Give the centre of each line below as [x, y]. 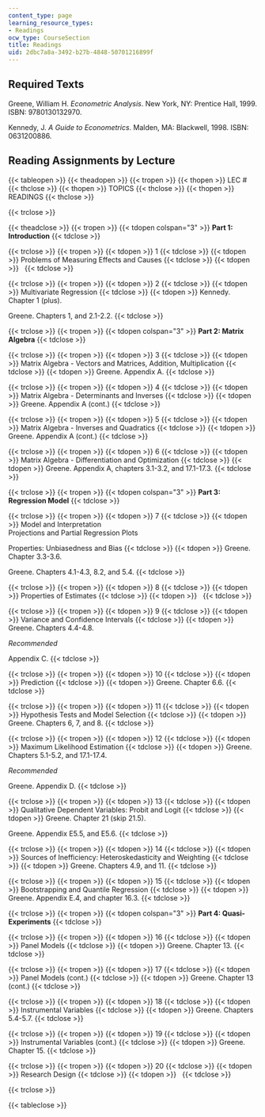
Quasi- [233, 913]
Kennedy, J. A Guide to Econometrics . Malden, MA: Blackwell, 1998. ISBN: [129, 127]
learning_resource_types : [51, 23]
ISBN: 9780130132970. [45, 112]
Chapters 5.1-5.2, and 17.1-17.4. [58, 755]
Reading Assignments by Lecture [92, 161]
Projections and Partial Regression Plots [73, 533]
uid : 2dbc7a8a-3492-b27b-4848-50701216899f [81, 52]
